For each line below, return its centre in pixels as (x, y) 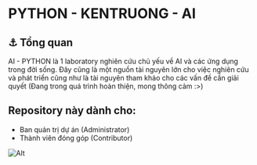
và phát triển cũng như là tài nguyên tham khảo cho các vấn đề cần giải (123, 78)
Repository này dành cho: (72, 111)
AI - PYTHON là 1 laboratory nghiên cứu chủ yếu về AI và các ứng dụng (123, 61)
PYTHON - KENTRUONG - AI (102, 14)
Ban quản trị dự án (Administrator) (74, 129)
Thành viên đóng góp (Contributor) (76, 138)
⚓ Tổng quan (40, 43)
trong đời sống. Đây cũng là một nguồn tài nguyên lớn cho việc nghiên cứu (128, 70)
